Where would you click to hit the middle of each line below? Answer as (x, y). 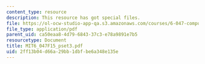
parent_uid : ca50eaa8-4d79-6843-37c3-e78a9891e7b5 (72, 35)
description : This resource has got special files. (73, 18)
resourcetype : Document (37, 40)
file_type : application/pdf (42, 29)
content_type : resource (37, 12)
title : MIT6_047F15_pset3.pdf (45, 46)
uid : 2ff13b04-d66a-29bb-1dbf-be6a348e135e (63, 52)
